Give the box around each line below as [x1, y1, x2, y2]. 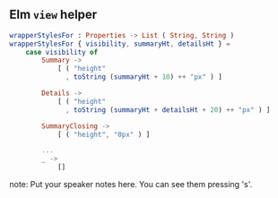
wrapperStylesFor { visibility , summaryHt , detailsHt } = [9, 39, 230, 48]
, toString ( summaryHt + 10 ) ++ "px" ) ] [65, 73, 222, 82]
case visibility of [25, 47, 99, 56]
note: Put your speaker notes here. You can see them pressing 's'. [9, 179, 253, 190]
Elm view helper [9, 7, 98, 22]
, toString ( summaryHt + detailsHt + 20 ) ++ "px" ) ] [65, 105, 271, 115]
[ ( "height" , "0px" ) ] [56, 130, 151, 139]
